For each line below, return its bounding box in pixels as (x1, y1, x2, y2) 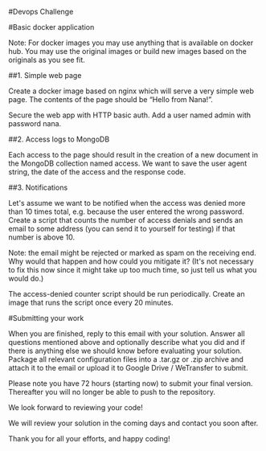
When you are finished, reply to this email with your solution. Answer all (8, 329, 245, 338)
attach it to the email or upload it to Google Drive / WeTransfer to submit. (8, 363, 248, 372)
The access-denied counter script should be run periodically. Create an (8, 289, 245, 298)
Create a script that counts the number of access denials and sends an (8, 215, 243, 224)
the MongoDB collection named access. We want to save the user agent (8, 158, 248, 168)
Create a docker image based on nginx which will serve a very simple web (8, 86, 255, 96)
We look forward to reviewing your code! (8, 403, 143, 412)
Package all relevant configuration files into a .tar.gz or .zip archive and (8, 355, 243, 364)
